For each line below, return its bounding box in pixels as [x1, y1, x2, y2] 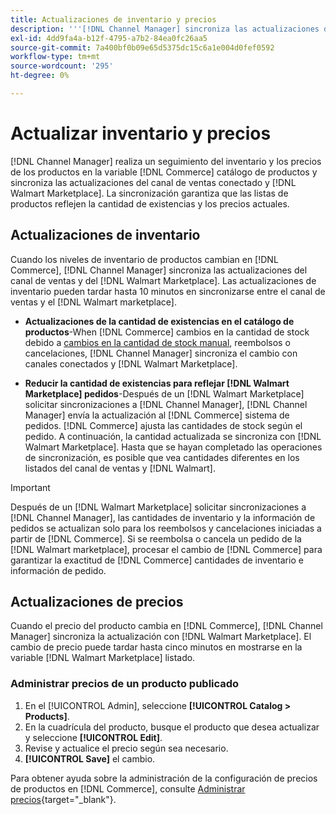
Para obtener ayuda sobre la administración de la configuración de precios [10, 772, 318, 784]
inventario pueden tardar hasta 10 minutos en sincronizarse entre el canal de [10, 285, 326, 297]
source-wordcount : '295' [10, 61, 114, 71]
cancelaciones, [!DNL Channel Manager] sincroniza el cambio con [24, 347, 298, 359]
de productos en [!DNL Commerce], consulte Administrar [10, 782, 246, 795]
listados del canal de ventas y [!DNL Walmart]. [24, 462, 216, 474]
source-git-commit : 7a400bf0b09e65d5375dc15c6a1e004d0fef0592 [10, 42, 275, 53]
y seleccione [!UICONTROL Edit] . [24, 731, 163, 743]
